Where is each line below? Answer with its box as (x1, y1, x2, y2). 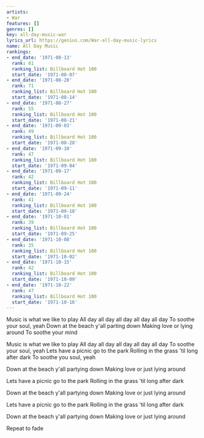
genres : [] (6, 26, 34, 32)
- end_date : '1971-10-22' (6, 282, 72, 288)
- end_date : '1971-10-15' (6, 259, 72, 265)
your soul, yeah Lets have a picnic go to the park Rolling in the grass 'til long (6, 347, 199, 355)
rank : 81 (12, 60, 34, 66)
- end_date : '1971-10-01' (6, 213, 72, 220)
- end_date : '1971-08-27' (6, 100, 72, 106)
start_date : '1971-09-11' (12, 185, 78, 191)
